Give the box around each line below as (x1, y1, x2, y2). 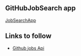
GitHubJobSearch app (5, 4, 76, 12)
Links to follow (5, 32, 51, 40)
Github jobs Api (12, 45, 44, 51)
